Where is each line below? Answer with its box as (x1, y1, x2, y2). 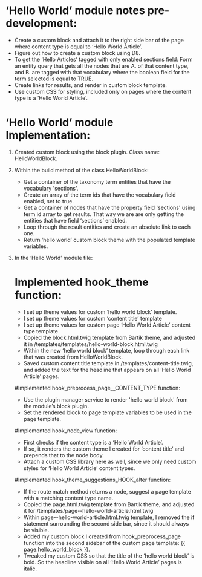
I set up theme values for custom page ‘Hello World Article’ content (23, 321, 191, 328)
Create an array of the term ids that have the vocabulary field (23, 191, 176, 198)
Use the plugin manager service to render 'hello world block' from (23, 396, 188, 403)
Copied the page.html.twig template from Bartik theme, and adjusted (23, 500, 195, 508)
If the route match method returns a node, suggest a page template (23, 487, 192, 495)
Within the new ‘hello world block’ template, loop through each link (23, 347, 190, 354)
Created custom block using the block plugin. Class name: (14, 148, 160, 155)
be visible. (23, 526, 50, 533)
